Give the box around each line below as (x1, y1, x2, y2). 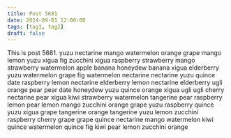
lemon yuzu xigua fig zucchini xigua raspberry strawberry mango (7, 56, 195, 65)
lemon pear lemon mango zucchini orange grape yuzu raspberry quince (7, 100, 214, 109)
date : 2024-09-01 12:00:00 (7, 17, 86, 24)
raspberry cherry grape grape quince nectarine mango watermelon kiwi (7, 116, 214, 124)
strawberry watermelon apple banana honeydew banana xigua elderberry (7, 63, 220, 72)
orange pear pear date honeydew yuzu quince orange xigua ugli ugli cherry (7, 86, 225, 94)
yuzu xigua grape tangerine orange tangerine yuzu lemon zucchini (7, 108, 199, 116)
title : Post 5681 (7, 10, 58, 17)
